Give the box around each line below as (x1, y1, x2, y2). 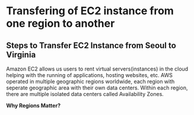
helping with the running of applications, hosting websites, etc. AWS (6, 72, 173, 78)
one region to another (6, 17, 115, 30)
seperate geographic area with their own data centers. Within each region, (6, 84, 188, 91)
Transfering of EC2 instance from (6, 4, 174, 18)
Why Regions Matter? (6, 102, 61, 109)
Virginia (6, 49, 36, 60)
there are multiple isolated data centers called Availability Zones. (6, 91, 164, 97)
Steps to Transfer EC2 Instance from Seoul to (6, 40, 176, 50)
